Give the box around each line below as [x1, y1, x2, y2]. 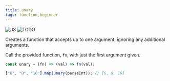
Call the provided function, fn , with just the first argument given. [5, 52, 141, 58]
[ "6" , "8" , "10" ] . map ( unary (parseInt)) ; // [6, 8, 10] [5, 71, 125, 76]
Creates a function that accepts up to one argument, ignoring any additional [5, 36, 165, 43]
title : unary [5, 7, 33, 13]
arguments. [5, 42, 30, 48]
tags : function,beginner [5, 12, 58, 17]
